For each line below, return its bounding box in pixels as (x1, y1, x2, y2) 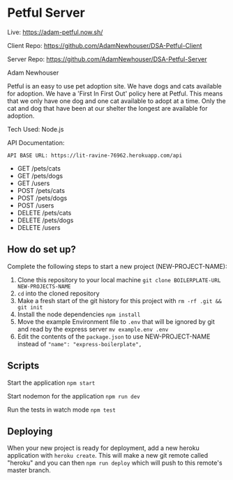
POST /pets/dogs (17, 194, 68, 202)
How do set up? (7, 244, 77, 256)
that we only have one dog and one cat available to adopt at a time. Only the (7, 96, 226, 105)
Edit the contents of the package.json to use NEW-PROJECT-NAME (17, 332, 211, 341)
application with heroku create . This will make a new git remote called (7, 451, 209, 460)
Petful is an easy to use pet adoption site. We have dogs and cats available (7, 82, 222, 90)
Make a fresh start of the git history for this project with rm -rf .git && (17, 296, 222, 304)
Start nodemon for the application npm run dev (7, 392, 141, 400)
